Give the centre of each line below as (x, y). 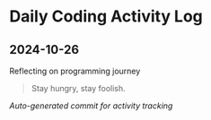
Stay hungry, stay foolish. (78, 88)
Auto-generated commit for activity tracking (91, 106)
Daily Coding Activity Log (106, 17)
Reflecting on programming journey (75, 71)
